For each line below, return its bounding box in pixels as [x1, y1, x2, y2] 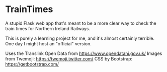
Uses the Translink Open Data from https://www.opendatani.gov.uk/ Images [5, 50, 162, 56]
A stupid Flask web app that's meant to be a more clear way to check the [5, 20, 157, 26]
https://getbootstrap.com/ [5, 61, 59, 67]
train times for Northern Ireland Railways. [5, 25, 91, 31]
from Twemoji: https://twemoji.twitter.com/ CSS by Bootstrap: [5, 55, 133, 61]
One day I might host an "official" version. [5, 40, 92, 46]
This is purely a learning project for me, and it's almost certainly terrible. [5, 35, 155, 41]
